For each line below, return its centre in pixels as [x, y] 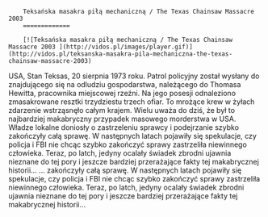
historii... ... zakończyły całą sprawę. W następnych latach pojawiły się [125, 170]
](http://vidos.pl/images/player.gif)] [126, 47]
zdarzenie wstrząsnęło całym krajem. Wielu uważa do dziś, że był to [122, 110]
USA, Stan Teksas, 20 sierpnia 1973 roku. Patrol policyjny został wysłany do [134, 76]
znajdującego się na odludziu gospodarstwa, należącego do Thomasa [125, 84]
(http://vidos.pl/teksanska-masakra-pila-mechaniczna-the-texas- [120, 54]
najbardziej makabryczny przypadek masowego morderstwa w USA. [122, 119]
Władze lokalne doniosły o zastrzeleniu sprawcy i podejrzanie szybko [124, 127]
